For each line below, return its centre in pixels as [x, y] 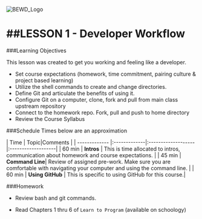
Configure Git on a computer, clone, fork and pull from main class [96, 99]
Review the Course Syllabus [50, 119]
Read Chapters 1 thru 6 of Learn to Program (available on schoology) [100, 209]
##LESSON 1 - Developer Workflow [96, 34]
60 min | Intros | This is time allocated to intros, [121, 149]
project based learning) [44, 80]
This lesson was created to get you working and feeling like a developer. [96, 62]
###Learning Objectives [36, 50]
